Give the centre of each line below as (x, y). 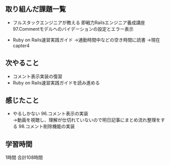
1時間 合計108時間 (24, 157)
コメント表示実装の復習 (37, 76)
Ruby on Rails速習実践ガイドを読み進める (56, 82)
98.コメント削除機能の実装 (47, 127)
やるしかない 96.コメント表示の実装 (50, 114)
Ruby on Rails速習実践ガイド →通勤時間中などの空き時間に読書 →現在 (86, 39)
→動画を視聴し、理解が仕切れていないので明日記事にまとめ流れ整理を (87, 120)
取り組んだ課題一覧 (36, 9)
